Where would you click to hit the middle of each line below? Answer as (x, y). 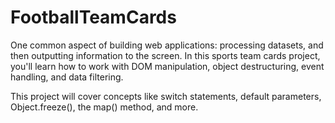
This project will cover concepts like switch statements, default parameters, (166, 96)
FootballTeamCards (93, 17)
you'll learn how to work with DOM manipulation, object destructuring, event (167, 66)
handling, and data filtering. (67, 77)
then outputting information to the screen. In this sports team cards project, (165, 55)
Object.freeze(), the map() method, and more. (104, 107)
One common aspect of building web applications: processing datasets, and (167, 45)
